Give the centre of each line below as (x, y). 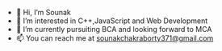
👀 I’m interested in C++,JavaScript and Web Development (112, 21)
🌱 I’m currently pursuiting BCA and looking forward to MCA (114, 29)
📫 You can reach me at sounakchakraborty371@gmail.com (115, 38)
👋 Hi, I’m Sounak (43, 12)
